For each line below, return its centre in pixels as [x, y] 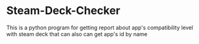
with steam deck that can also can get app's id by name [77, 34]
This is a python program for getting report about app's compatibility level [100, 28]
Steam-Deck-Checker [64, 11]
